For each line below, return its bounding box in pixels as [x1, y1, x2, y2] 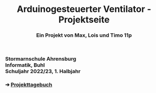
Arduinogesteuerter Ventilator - [16, 3, 151, 15]
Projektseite [58, 14, 110, 25]
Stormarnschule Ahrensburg [5, 56, 76, 63]
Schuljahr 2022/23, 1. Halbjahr [5, 68, 81, 75]
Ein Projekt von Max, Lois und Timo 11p [36, 32, 132, 39]
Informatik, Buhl [5, 62, 45, 69]
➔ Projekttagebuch [5, 81, 52, 88]
